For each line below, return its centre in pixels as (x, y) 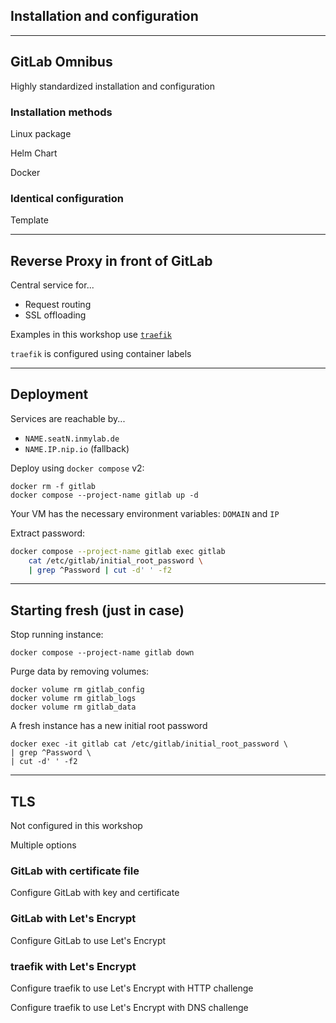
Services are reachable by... (68, 418)
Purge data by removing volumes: (80, 671)
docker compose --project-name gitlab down (102, 653)
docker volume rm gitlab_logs (73, 699)
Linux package (41, 133)
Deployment (49, 394)
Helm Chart (34, 153)
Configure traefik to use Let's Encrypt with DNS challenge (129, 1007)
